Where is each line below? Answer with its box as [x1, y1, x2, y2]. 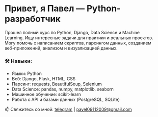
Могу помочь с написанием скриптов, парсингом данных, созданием [4, 40, 152, 46]
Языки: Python [11, 70, 42, 76]
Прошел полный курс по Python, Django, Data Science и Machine [4, 29, 140, 35]
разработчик [4, 13, 61, 24]
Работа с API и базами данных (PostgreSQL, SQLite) [11, 96, 120, 103]
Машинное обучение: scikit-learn [11, 92, 81, 97]
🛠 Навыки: [4, 57, 32, 64]
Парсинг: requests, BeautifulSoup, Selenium [11, 81, 102, 87]
